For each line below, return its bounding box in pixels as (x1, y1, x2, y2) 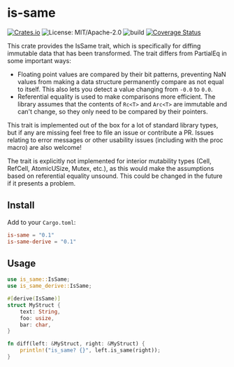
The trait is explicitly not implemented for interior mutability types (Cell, (7, 156, 212, 165)
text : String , (20, 308, 61, 315)
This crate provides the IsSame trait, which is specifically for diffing (7, 41, 201, 50)
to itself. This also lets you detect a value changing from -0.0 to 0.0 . (17, 85, 213, 93)
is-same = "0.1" (7, 231, 54, 239)
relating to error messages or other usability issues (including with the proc (7, 135, 224, 144)
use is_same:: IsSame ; (7, 276, 71, 283)
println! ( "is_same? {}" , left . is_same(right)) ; (20, 347, 161, 354)
